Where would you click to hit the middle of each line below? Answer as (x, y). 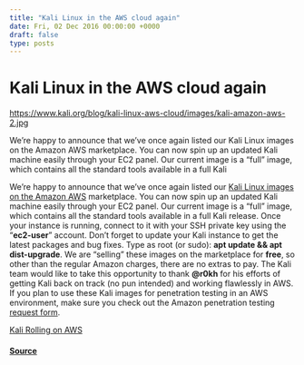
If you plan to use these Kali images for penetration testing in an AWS (139, 293)
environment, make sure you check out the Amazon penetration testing (142, 303)
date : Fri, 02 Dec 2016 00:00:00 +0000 (85, 26)
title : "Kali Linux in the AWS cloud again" (95, 18)
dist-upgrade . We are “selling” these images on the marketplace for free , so (152, 254)
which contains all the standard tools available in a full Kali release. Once (145, 216)
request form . (35, 312)
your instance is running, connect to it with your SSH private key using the (148, 226)
